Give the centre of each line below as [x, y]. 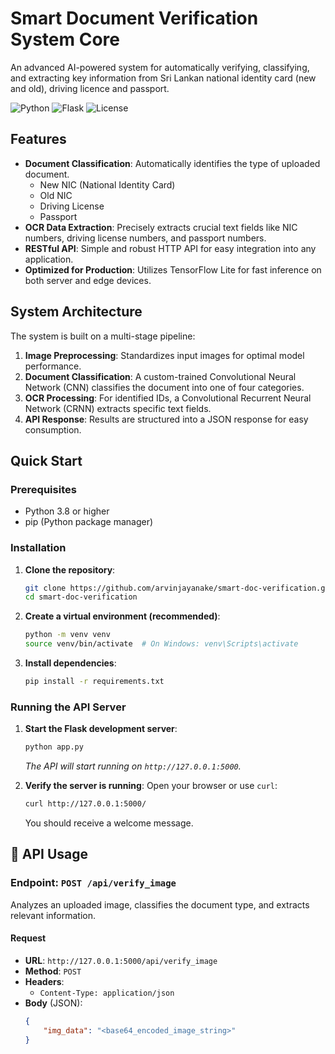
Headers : [44, 981]
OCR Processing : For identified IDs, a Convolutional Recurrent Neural [168, 398]
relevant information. [53, 915]
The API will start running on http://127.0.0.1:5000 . [133, 766]
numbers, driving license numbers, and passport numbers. [145, 238]
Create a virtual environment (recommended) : [122, 616]
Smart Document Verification [134, 18]
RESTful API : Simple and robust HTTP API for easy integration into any [170, 248]
